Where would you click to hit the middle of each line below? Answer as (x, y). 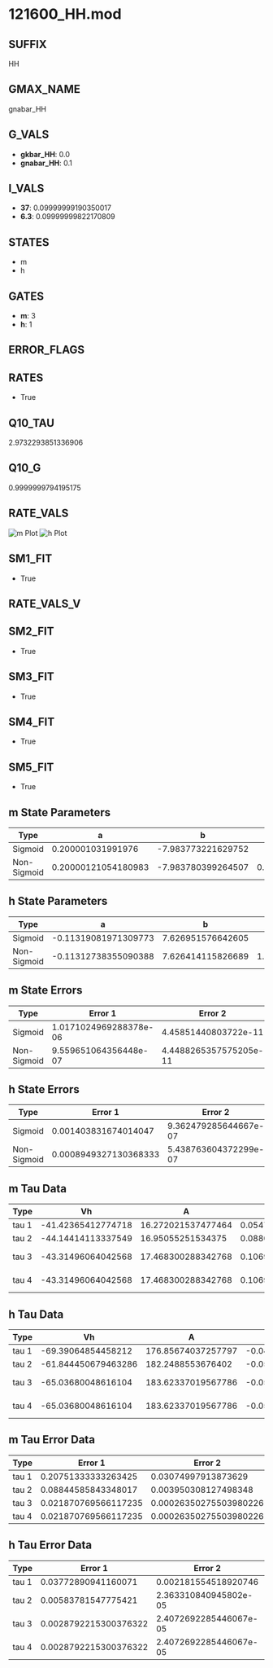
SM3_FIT (31, 677)
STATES (29, 242)
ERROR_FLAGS (47, 350)
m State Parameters (60, 812)
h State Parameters (58, 901)
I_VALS (26, 189)
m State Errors (45, 990)
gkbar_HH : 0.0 (45, 154)
